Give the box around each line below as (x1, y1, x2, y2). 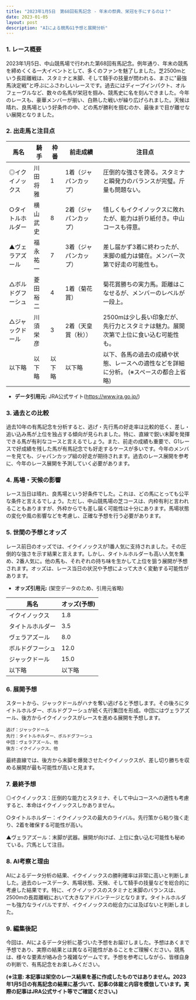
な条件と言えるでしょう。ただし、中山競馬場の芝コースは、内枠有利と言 (6, 498, 180, 505)
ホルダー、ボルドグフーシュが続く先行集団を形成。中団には (21, 707, 164, 714)
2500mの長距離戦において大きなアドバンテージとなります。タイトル (6, 893, 171, 900)
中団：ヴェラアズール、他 (6, 739, 58, 745)
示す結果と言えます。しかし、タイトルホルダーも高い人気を (36, 550, 180, 557)
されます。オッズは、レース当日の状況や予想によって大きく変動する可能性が (6, 564, 189, 571)
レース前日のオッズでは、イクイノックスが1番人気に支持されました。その (6, 543, 182, 550)
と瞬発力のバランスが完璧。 (103, 177, 179, 185)
